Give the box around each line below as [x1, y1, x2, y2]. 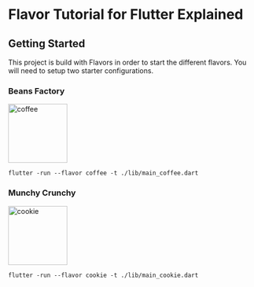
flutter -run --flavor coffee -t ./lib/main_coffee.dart [8, 169, 199, 178]
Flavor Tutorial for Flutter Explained [8, 6, 244, 24]
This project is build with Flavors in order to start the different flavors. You [8, 57, 247, 67]
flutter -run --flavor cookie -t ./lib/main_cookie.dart [8, 271, 199, 279]
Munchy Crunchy [8, 187, 76, 198]
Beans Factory [8, 85, 65, 96]
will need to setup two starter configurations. [8, 66, 154, 75]
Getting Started [8, 37, 86, 50]
